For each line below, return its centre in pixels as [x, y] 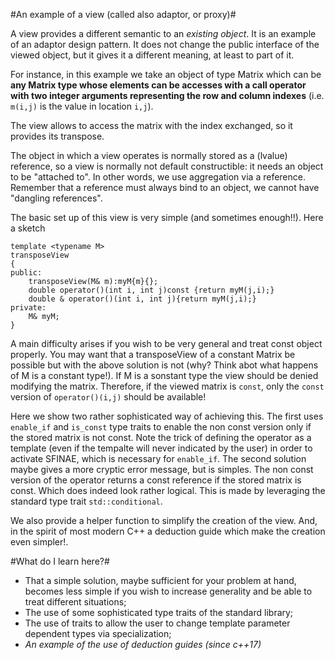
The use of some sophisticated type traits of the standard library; [159, 612]
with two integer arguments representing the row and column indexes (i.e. [167, 95]
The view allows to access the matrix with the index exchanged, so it [151, 125]
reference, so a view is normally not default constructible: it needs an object [167, 166]
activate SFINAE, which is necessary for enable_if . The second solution [158, 458]
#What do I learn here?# [60, 561]
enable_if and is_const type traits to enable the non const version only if [161, 427]
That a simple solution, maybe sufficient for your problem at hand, [160, 580]
